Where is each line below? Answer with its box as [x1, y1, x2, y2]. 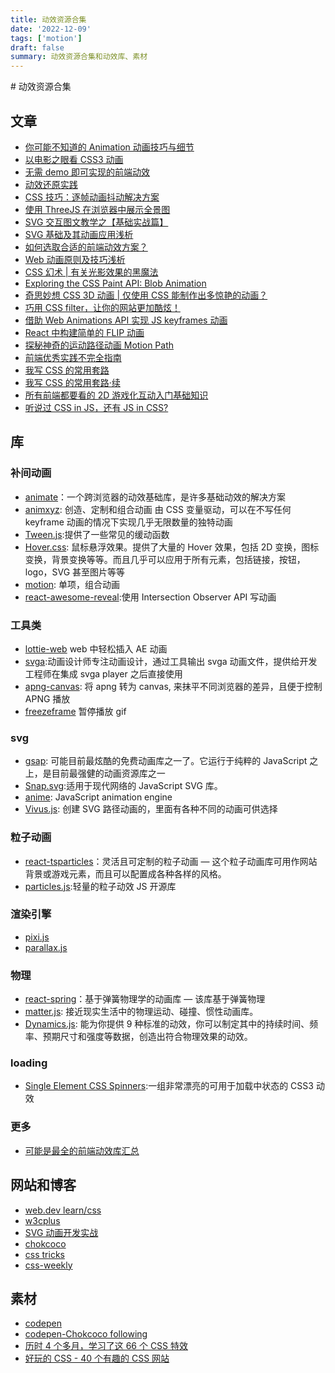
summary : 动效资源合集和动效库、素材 [10, 52, 148, 62]
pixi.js [24, 931, 50, 943]
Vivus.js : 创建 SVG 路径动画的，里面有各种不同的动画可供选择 [24, 803, 278, 815]
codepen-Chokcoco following [24, 1328, 148, 1340]
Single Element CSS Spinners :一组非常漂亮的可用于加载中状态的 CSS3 [24, 1080, 314, 1092]
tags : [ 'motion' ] [10, 33, 83, 43]
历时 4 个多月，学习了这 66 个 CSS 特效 [24, 1340, 189, 1352]
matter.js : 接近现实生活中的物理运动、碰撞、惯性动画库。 [24, 1006, 259, 1018]
